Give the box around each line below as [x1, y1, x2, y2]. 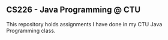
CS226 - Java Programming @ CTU [6, 5, 141, 15]
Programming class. [6, 27, 56, 34]
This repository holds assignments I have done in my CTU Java [6, 20, 163, 27]
